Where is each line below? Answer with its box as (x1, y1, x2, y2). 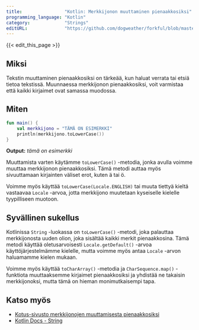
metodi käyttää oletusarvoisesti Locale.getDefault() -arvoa (6, 241, 152, 248)
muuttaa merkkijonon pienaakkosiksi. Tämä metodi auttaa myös (6, 165, 161, 172)
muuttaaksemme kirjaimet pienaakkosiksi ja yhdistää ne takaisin (29, 271, 185, 279)
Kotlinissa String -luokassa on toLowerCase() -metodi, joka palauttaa (6, 229, 174, 236)
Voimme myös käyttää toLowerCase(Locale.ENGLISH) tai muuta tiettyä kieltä (6, 183, 188, 190)
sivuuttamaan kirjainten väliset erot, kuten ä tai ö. (6, 172, 126, 179)
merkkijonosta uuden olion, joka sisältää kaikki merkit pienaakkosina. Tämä (6, 235, 190, 242)
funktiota (6, 271, 28, 279)
